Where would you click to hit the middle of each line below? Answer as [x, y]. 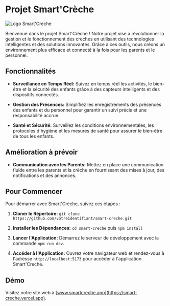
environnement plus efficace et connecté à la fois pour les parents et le [80, 50]
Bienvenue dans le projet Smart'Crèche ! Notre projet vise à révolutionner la [85, 33]
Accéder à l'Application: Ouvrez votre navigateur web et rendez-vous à [88, 253]
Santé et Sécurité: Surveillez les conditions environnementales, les [83, 125]
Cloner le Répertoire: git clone [46, 214]
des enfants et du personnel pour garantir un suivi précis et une [80, 110]
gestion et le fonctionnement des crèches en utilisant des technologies [80, 39]
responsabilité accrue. [36, 115]
